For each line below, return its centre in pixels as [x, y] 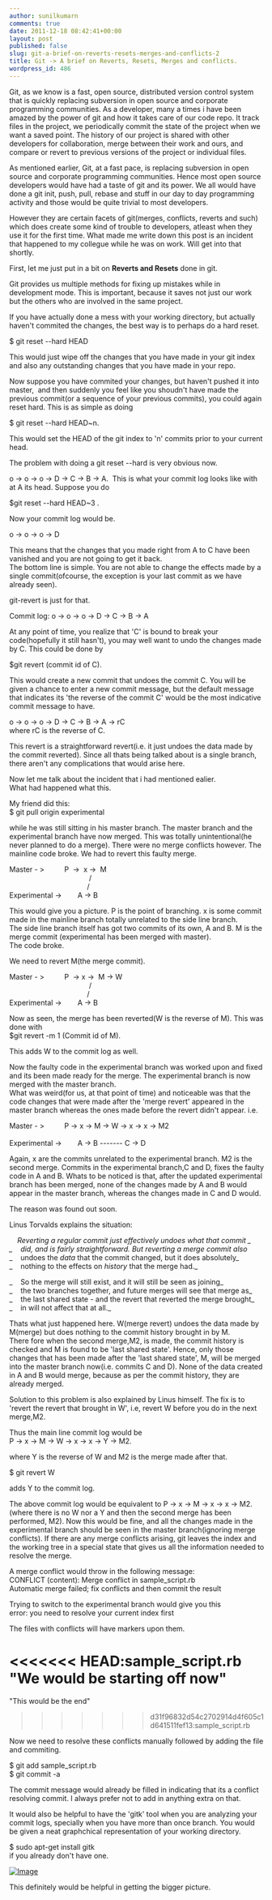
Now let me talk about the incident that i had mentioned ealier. [113, 778]
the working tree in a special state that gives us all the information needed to [137, 1546]
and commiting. [35, 1749]
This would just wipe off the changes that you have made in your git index [132, 357]
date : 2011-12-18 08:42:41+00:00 [66, 31]
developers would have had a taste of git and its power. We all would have [133, 185]
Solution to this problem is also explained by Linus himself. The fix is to [127, 1399]
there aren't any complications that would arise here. [97, 763]
